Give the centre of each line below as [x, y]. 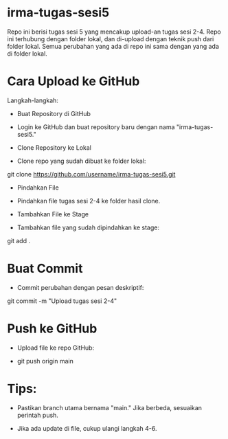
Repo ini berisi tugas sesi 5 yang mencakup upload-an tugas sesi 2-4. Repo [114, 32]
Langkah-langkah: [33, 100]
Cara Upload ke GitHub [73, 81]
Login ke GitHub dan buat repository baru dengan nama [96, 127]
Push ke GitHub [52, 328]
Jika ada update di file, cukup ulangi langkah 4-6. [87, 428]
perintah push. [37, 415]
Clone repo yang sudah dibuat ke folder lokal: [81, 161]
